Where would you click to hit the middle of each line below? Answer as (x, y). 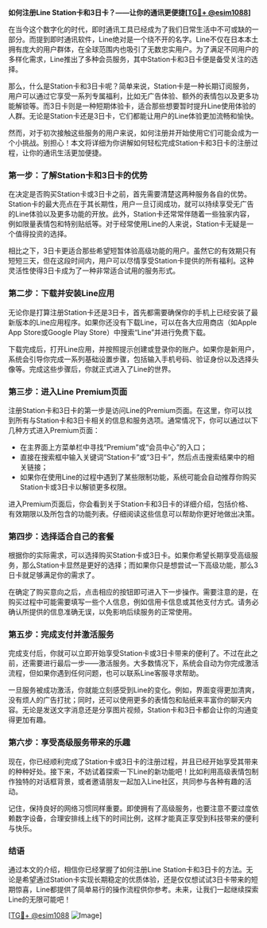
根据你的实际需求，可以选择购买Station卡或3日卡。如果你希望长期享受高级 (130, 556)
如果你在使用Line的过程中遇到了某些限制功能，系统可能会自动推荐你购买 (138, 477)
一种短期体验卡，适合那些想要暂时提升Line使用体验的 (169, 106)
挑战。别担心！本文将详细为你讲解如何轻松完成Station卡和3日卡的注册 (137, 143)
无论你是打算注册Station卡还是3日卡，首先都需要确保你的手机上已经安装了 (130, 312)
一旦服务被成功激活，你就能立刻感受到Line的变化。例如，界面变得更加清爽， (133, 690)
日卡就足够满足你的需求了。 (54, 575)
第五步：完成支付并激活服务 (61, 634)
